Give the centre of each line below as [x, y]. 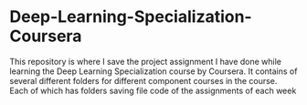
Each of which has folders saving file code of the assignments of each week [153, 90]
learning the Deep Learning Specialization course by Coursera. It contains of [153, 71]
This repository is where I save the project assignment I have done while [145, 61]
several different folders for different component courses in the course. [143, 80]
